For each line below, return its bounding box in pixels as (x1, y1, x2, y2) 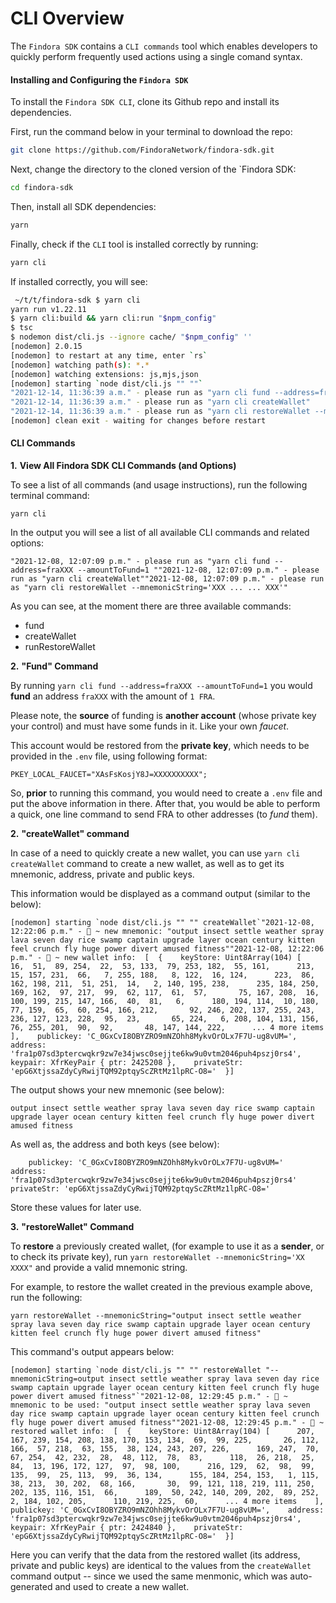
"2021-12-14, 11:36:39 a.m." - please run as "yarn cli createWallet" (10, 397, 311, 407)
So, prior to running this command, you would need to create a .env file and (10, 787, 323, 799)
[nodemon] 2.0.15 (10, 342, 83, 352)
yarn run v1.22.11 (10, 304, 87, 314)
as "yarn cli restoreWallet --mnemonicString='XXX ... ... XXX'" (10, 583, 288, 593)
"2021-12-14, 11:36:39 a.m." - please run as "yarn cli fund (10, 388, 271, 398)
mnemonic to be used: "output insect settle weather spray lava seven (10, 1400, 311, 1411)
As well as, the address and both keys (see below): (10, 1138, 220, 1151)
